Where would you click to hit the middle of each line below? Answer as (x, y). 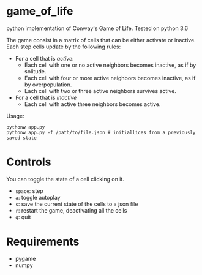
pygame (25, 258)
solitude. (35, 71)
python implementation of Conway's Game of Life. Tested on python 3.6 (97, 28)
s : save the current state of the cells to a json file (77, 204)
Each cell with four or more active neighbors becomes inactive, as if (110, 78)
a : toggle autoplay (38, 197)
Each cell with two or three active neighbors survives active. (100, 91)
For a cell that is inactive (46, 97)
